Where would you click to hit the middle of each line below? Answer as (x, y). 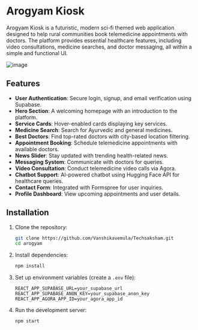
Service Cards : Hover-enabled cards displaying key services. (91, 124)
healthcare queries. (39, 181)
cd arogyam (28, 244)
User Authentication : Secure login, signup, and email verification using (103, 98)
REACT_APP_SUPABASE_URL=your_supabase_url (69, 289)
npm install (30, 266)
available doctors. (37, 149)
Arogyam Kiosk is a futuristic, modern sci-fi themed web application (90, 28)
